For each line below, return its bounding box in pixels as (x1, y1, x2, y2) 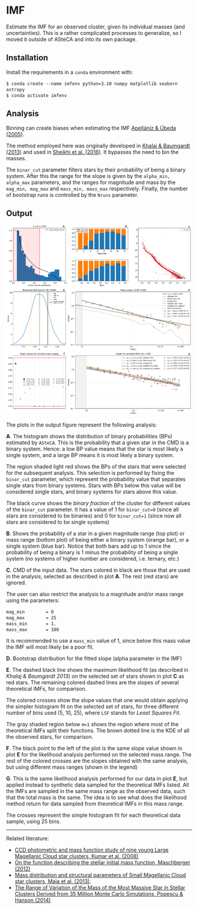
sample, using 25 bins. (6, 817, 61, 825)
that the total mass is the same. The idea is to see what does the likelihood (6, 794, 187, 801)
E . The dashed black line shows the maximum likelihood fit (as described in (6, 666, 189, 673)
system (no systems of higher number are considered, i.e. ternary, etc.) (6, 555, 180, 562)
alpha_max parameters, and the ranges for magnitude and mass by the (6, 179, 176, 186)
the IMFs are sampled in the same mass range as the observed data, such (6, 787, 186, 794)
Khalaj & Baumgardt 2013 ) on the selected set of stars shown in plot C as (6, 672, 184, 680)
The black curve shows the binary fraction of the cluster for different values (6, 499, 190, 506)
